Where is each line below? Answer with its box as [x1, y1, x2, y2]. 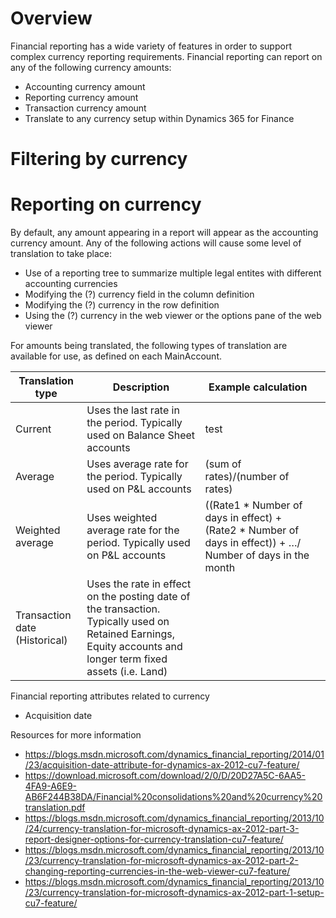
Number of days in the [204, 548, 310, 562]
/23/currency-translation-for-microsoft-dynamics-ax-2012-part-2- [24, 855, 299, 867]
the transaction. [86, 602, 161, 616]
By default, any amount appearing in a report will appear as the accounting [10, 227, 319, 239]
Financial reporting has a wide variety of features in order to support [10, 40, 292, 52]
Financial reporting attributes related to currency [10, 690, 210, 702]
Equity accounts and [86, 640, 183, 654]
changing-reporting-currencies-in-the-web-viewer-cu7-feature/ [24, 865, 291, 877]
